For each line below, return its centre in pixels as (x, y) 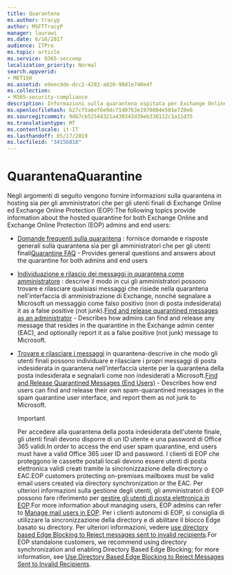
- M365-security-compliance (48, 98)
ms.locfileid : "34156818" (44, 143)
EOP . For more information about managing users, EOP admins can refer (119, 505)
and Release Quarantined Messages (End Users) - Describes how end (117, 383)
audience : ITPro (30, 46)
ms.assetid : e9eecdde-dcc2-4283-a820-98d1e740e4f (80, 84)
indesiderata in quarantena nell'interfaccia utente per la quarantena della (120, 368)
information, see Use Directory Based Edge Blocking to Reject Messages (120, 557)
